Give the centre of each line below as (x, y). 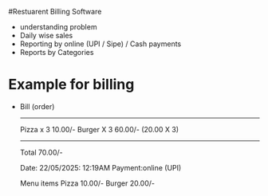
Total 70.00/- (41, 152)
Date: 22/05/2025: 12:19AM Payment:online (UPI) (100, 167)
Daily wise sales (46, 35)
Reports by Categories (57, 52)
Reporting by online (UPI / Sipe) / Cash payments (100, 44)
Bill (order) (37, 106)
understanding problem (58, 27)
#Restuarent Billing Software (55, 12)
